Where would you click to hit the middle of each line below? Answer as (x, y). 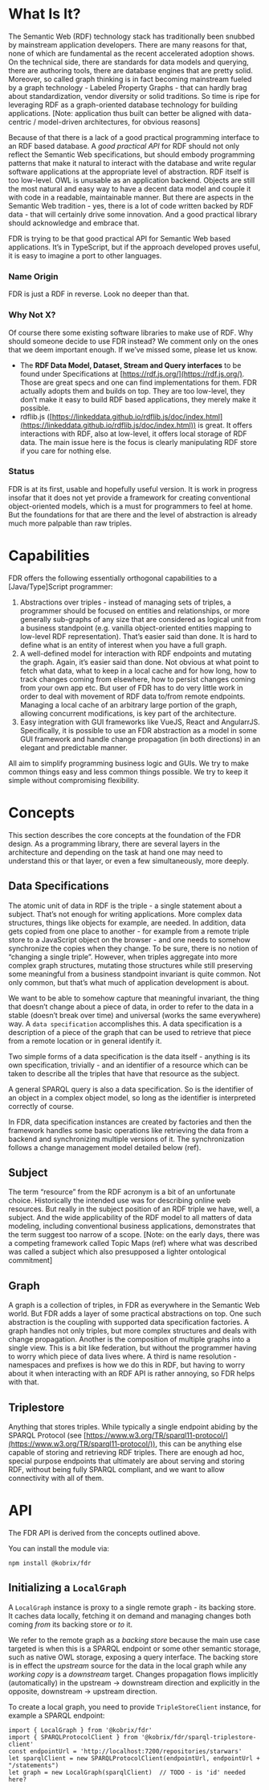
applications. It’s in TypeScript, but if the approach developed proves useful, (134, 247)
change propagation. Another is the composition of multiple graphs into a (129, 1339)
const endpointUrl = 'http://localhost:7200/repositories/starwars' (125, 1751)
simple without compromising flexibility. (74, 780)
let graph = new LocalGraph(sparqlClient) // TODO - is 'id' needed (127, 1772)
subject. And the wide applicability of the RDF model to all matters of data (130, 1218)
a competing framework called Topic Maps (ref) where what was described (133, 1244)
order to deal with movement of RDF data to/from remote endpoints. (132, 696)
